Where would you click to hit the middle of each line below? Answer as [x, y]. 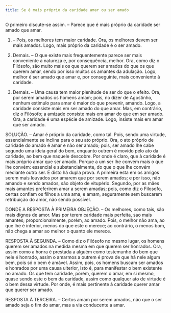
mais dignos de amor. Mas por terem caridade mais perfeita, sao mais [79, 215]
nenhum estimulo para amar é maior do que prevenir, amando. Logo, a [87, 103]
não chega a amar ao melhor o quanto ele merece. [58, 231]
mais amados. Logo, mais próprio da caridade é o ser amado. [77, 45]
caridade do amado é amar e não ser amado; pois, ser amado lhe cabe [80, 145]
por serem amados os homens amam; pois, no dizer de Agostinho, [82, 97]
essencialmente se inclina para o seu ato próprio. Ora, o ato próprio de [80, 140]
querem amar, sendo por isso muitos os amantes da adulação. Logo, [84, 71]
